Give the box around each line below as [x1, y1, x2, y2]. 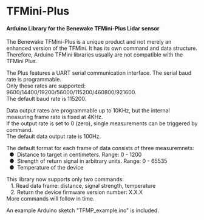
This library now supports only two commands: [6, 176, 124, 183]
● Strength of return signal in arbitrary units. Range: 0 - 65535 [8, 157, 168, 165]
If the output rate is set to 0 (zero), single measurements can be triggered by [6, 120, 198, 127]
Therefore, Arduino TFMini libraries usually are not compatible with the [6, 51, 183, 58]
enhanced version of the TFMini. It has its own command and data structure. [6, 44, 197, 52]
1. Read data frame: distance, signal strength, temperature [10, 182, 156, 190]
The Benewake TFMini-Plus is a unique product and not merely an [6, 38, 172, 46]
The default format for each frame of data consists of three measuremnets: [6, 145, 194, 152]
